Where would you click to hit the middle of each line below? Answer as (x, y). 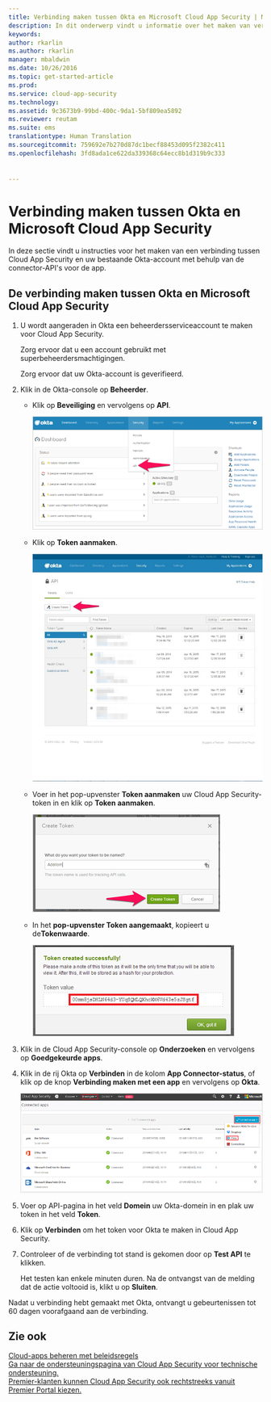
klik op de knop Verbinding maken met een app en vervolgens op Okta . (140, 1081)
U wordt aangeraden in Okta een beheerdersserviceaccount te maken (136, 325)
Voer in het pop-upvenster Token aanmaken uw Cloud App (131, 794)
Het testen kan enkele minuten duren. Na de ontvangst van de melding (138, 1278)
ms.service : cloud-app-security (63, 94)
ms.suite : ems (32, 128)
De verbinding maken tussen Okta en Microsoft (129, 294)
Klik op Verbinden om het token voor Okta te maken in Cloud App (129, 1230)
